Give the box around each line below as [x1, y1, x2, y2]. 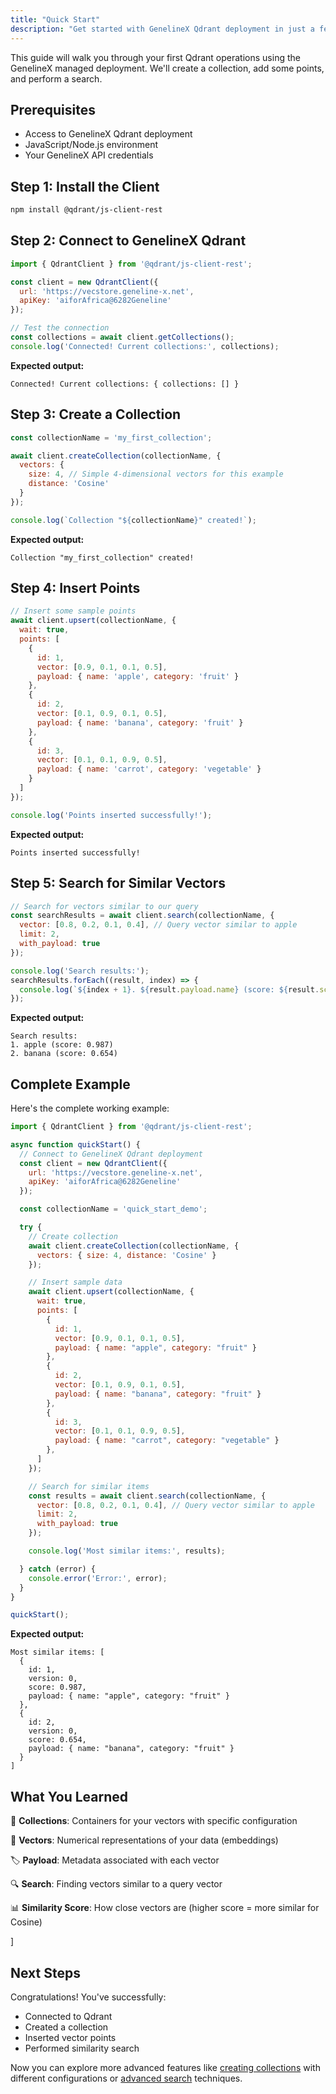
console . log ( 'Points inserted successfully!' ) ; [10, 810, 213, 820]
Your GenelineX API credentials [24, 149, 154, 161]
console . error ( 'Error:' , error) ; [28, 1573, 168, 1583]
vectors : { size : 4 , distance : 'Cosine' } [36, 1250, 217, 1260]
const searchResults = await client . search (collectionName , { [10, 911, 275, 921]
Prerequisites [10, 101, 96, 118]
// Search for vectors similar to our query [10, 901, 199, 911]
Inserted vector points [24, 2031, 117, 2043]
